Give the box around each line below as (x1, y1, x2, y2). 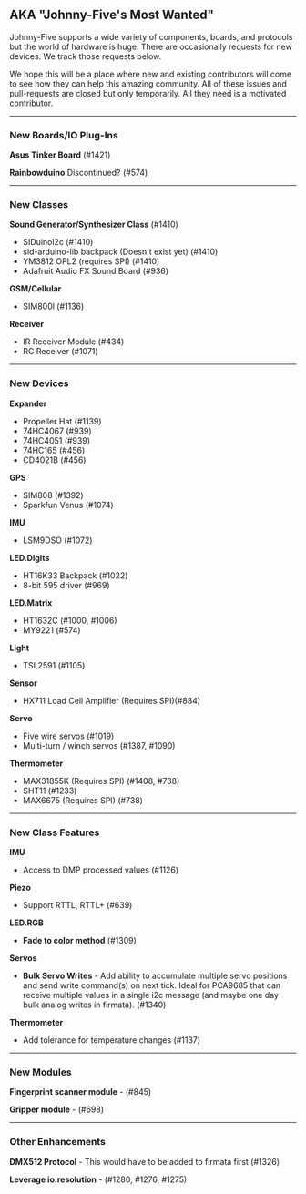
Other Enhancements (9, 1136, 107, 1148)
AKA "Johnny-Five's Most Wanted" (9, 7, 214, 23)
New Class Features (9, 826, 100, 839)
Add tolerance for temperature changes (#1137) (22, 1035, 201, 1046)
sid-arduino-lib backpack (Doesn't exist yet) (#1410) (22, 246, 219, 258)
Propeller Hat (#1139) (22, 415, 102, 426)
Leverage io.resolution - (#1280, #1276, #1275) (9, 1174, 188, 1185)
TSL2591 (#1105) (22, 659, 86, 670)
